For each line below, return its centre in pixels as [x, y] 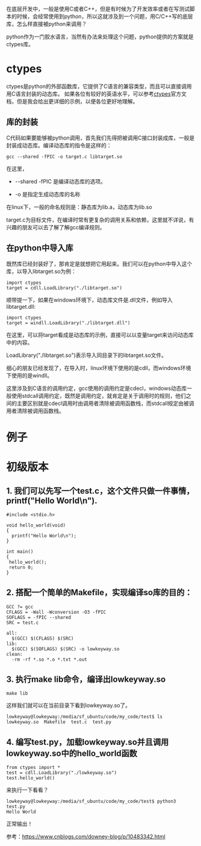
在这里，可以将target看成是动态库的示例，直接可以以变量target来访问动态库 [100, 335]
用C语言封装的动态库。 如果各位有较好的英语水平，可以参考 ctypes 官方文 [97, 94]
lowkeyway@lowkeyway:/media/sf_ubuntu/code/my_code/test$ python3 [91, 801]
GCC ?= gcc [20, 607]
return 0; [21, 567]
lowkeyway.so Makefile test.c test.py [59, 722]
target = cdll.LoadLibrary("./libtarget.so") [64, 288]
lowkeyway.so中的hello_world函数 [72, 753]
